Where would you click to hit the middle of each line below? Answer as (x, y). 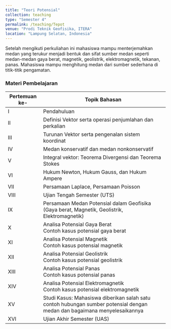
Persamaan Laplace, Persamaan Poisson (92, 187)
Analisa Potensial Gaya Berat (77, 224)
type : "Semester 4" (26, 19)
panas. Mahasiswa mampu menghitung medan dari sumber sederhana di (82, 65)
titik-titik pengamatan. (28, 70)
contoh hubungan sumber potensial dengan (95, 304)
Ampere (53, 178)
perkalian (54, 126)
